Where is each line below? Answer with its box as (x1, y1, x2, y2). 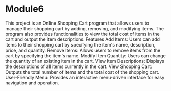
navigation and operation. (5, 80, 59, 86)
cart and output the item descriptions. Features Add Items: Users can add (5, 36, 160, 42)
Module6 (5, 3, 44, 15)
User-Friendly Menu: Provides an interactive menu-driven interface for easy (5, 74, 165, 80)
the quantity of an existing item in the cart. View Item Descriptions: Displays (5, 58, 164, 64)
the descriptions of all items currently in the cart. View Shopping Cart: (5, 63, 152, 70)
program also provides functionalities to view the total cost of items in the (5, 31, 160, 37)
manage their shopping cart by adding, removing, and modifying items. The (5, 25, 164, 31)
